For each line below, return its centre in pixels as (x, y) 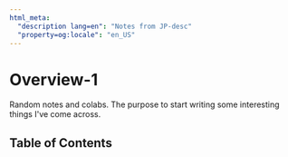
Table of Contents (61, 143)
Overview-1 (54, 79)
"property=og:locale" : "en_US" (77, 34)
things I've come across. (55, 114)
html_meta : (30, 18)
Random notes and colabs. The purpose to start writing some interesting (144, 104)
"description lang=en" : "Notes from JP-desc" (105, 26)
